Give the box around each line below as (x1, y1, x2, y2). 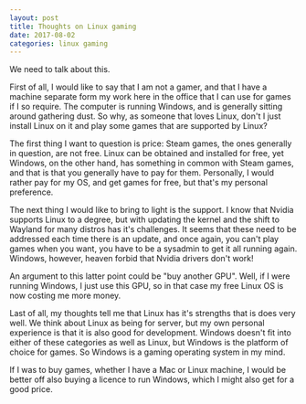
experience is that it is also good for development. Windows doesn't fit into (9, 327, 292, 338)
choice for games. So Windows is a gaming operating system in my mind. (9, 346, 286, 357)
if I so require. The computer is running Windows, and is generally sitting (9, 101, 283, 112)
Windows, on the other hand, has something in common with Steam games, (9, 157, 294, 169)
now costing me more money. (9, 290, 121, 302)
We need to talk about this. (9, 64, 111, 75)
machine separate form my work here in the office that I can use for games (9, 91, 291, 102)
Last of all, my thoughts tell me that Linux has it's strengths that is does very (9, 308, 296, 319)
